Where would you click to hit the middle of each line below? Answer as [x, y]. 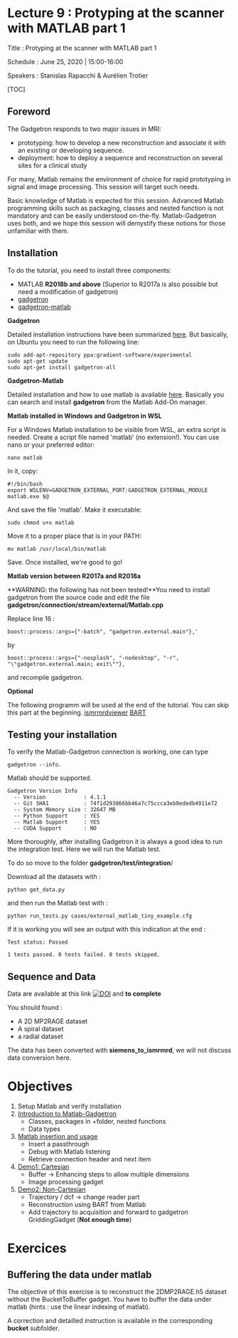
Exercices [37, 1249]
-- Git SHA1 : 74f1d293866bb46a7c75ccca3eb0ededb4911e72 [116, 804]
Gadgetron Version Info [43, 791]
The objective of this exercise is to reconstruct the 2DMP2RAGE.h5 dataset [117, 1292]
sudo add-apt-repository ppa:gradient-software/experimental [100, 355]
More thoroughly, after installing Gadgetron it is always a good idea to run [115, 842]
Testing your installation [62, 734]
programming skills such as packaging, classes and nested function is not [115, 208]
